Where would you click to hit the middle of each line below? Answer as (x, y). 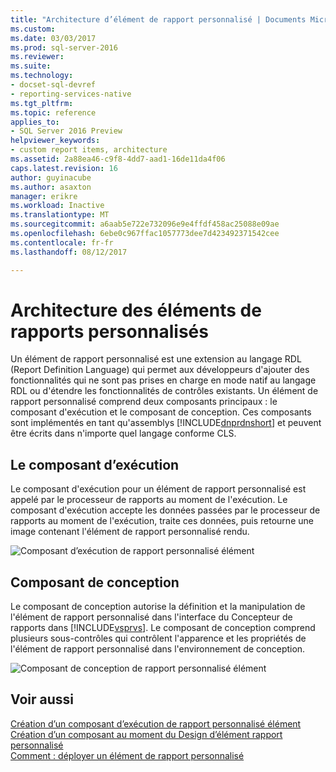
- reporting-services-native (71, 94)
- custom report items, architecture (89, 150)
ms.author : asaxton (51, 187)
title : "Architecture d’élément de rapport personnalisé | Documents (158, 19)
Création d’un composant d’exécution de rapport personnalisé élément (156, 723)
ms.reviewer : (37, 57)
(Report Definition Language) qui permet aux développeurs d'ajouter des (160, 370)
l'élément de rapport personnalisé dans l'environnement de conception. (158, 649)
